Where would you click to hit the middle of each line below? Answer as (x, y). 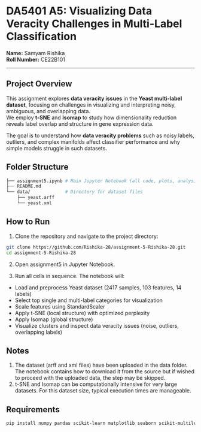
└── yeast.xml (34, 203)
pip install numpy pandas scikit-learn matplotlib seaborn (81, 424)
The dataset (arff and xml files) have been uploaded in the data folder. (101, 365)
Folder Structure (37, 167)
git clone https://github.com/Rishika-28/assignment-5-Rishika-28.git (96, 247)
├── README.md (24, 186)
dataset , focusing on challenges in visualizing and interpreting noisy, (91, 105)
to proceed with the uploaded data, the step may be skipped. (90, 378)
